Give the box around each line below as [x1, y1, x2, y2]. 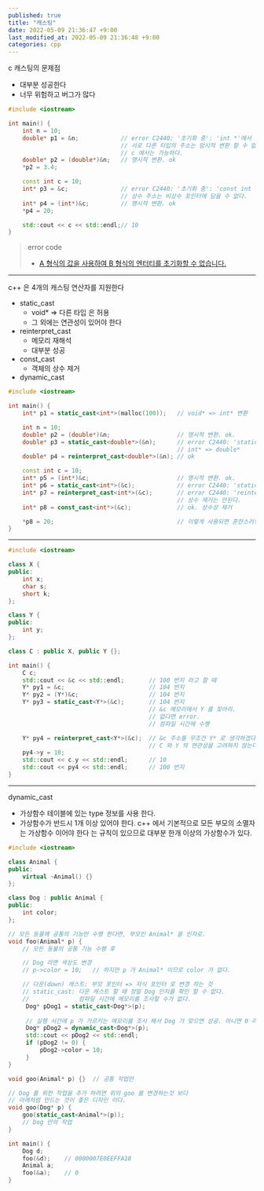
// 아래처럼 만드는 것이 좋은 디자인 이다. [8, 1097, 126, 1105]
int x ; [22, 575, 44, 583]
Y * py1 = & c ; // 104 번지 [22, 683, 185, 691]
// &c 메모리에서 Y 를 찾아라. [148, 705, 236, 713]
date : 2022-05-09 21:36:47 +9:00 [8, 26, 118, 34]
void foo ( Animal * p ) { [8, 937, 82, 945]
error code [27, 243, 63, 252]
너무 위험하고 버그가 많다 [19, 90, 96, 99]
